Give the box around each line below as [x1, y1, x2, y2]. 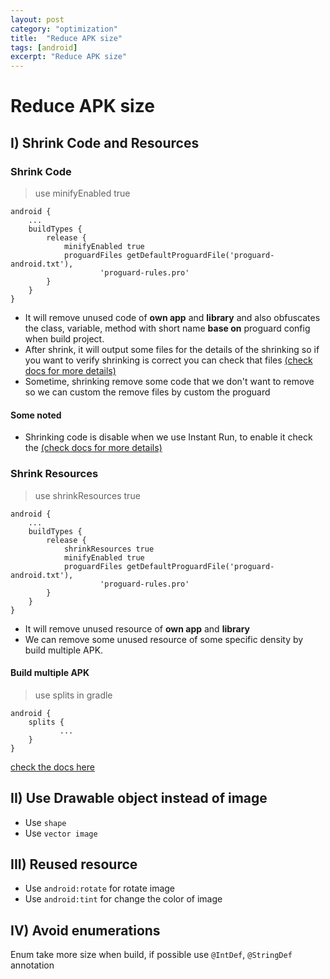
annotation [10, 959, 55, 971]
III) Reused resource [10, 856, 138, 873]
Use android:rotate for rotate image [24, 882, 176, 895]
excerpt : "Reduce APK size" [10, 52, 128, 62]
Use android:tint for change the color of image [24, 893, 223, 905]
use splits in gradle [34, 689, 113, 701]
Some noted [10, 409, 62, 421]
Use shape [24, 816, 67, 828]
